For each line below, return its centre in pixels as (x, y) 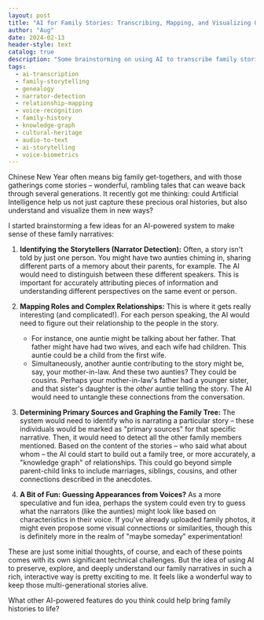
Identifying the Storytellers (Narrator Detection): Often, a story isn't (131, 250)
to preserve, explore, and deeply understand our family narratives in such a (130, 569)
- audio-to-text (42, 140)
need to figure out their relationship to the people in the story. (119, 323)
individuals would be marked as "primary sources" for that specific (128, 429)
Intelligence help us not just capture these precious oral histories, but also (128, 202)
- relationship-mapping (54, 103)
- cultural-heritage (49, 132)
